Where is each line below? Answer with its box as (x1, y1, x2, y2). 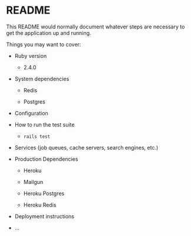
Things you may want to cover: (6, 41, 81, 48)
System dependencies (14, 75, 70, 82)
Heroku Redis (23, 201, 57, 208)
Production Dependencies (14, 155, 78, 163)
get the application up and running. (6, 29, 91, 36)
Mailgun (23, 178, 44, 185)
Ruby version (14, 52, 47, 59)
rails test (23, 134, 51, 140)
